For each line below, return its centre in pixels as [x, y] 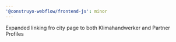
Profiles [15, 34]
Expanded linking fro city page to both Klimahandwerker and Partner [88, 28]
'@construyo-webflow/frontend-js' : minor [57, 11]
